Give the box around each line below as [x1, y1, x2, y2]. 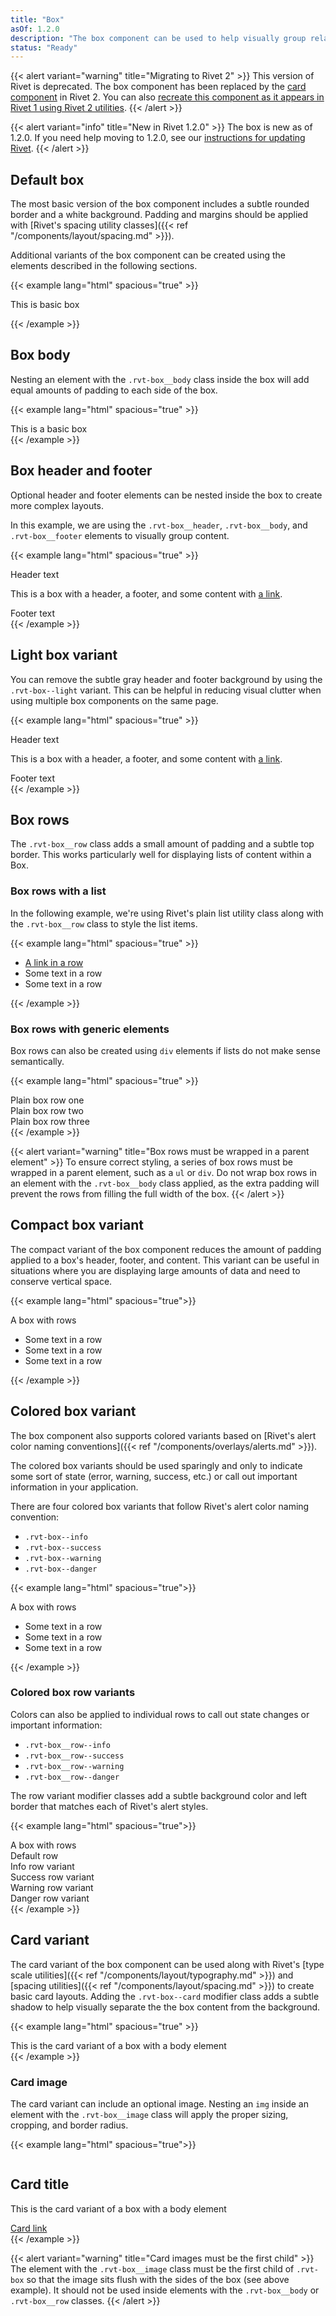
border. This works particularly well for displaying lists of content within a [10, 849, 312, 861]
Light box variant [10, 647, 118, 664]
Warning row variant [10, 1881, 94, 1893]
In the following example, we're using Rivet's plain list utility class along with [10, 907, 324, 919]
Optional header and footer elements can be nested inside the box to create [10, 489, 323, 501]
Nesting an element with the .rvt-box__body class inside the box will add [10, 373, 310, 385]
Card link [10, 2222, 48, 2234]
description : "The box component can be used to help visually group [10, 33, 307, 43]
